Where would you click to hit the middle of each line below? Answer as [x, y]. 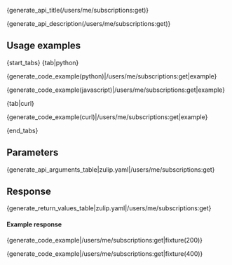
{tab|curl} [20, 103]
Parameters [33, 152]
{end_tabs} [22, 130]
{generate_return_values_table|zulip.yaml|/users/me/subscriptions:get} [109, 208]
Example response [34, 224]
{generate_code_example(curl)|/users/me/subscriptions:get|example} [107, 117]
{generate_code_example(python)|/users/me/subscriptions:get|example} [112, 76]
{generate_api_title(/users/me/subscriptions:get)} [78, 10]
